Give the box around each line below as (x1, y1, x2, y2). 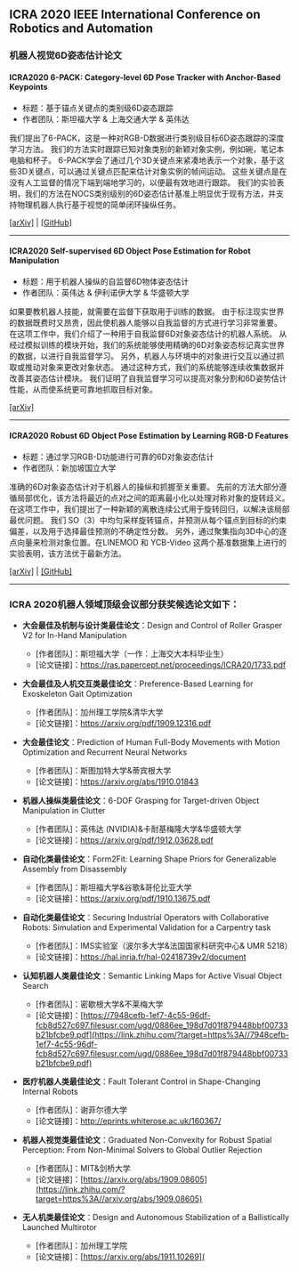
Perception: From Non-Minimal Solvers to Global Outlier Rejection (21, 1145, 263, 1155)
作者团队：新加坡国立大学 (21, 462, 117, 473)
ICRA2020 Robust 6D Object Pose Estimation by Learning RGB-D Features (9, 431, 289, 441)
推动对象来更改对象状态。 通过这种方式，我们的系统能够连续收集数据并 (24, 361, 285, 372)
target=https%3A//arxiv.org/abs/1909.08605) (35, 1194, 203, 1204)
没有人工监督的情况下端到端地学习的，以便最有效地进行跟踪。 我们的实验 (9, 177, 277, 188)
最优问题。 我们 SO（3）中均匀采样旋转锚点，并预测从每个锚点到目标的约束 (9, 514, 287, 525)
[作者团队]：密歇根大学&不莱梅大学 (35, 999, 164, 1009)
